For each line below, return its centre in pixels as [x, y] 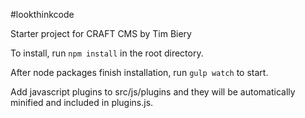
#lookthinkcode [42, 14]
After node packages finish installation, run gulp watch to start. [139, 72]
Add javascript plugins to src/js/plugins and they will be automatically [153, 92]
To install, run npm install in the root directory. [107, 53]
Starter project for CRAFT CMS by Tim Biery [101, 33]
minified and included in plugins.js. [82, 102]
